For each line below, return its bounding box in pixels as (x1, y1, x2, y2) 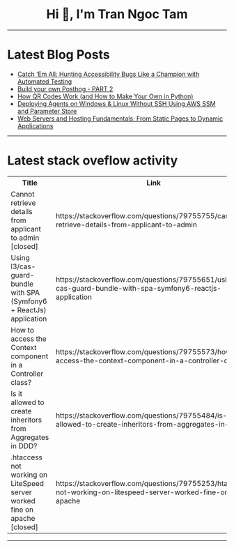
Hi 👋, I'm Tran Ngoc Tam (46, 6, 188, 22)
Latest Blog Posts (7, 47, 110, 63)
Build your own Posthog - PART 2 (17, 84, 114, 93)
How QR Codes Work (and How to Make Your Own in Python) (17, 92, 194, 100)
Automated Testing (17, 77, 72, 86)
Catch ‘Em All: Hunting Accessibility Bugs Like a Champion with (17, 70, 200, 78)
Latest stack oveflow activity (7, 153, 178, 169)
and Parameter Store (17, 107, 77, 115)
